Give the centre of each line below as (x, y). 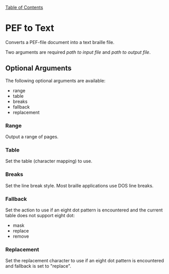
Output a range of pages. (32, 137)
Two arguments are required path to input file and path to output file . (78, 52)
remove (21, 236)
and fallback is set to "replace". (38, 266)
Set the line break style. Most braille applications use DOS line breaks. (80, 185)
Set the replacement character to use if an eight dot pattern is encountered (85, 261)
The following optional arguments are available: (55, 80)
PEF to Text (30, 28)
